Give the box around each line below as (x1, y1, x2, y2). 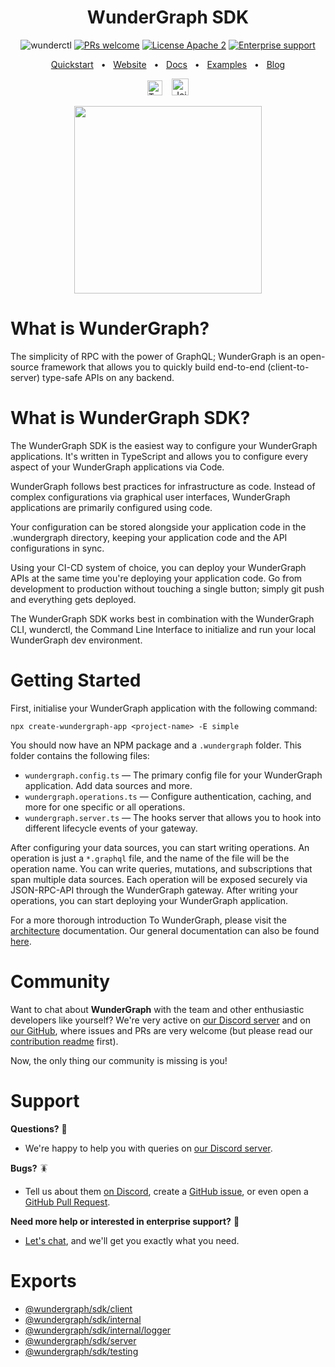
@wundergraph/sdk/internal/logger (24, 1324, 172, 1336)
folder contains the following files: (10, 749, 150, 761)
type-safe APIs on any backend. (42, 371, 175, 383)
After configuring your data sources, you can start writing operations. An (10, 841, 310, 853)
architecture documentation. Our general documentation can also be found (10, 924, 320, 936)
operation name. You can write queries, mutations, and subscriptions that (10, 862, 313, 875)
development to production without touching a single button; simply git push (10, 582, 325, 595)
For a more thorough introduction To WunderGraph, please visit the (10, 914, 287, 926)
